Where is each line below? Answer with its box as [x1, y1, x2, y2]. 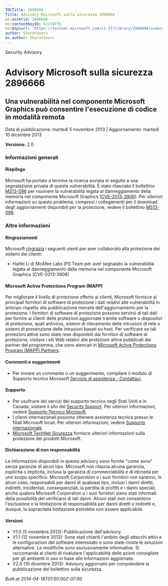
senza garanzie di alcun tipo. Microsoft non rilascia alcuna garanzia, [5, 463, 145, 470]
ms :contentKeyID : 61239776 [5, 21, 61, 27]
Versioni [5, 518, 23, 524]
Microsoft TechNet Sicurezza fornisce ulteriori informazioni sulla [12, 430, 145, 436]
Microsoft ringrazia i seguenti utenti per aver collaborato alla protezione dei [5, 246, 160, 252]
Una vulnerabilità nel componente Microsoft [5, 97, 145, 106]
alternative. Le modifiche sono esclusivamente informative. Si [12, 545, 139, 551]
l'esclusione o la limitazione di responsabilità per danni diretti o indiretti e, [5, 501, 156, 507]
